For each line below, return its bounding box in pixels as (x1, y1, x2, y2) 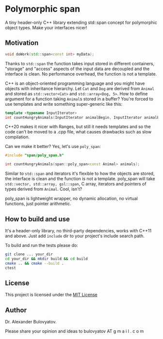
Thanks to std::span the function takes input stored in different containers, (5, 60, 155, 66)
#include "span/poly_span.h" (5, 153, 64, 158)
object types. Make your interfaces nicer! (5, 24, 87, 30)
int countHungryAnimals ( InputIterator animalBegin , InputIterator (5, 115, 142, 120)
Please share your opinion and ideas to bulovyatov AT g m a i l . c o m (5, 328, 144, 334)
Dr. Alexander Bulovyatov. (5, 319, 57, 325)
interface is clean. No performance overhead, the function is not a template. (5, 71, 157, 76)
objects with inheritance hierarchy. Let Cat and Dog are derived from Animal (5, 85, 154, 91)
